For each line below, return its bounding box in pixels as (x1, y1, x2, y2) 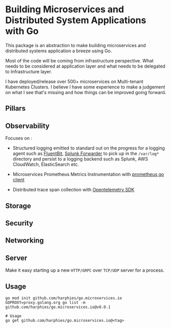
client (12, 177, 25, 183)
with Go (5, 26, 39, 37)
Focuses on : (5, 135, 32, 141)
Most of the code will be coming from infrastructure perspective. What (5, 57, 154, 63)
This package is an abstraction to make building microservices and (5, 42, 146, 48)
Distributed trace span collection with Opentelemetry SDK (12, 187, 135, 193)
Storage (5, 201, 32, 210)
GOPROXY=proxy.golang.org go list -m (5, 300, 86, 305)
